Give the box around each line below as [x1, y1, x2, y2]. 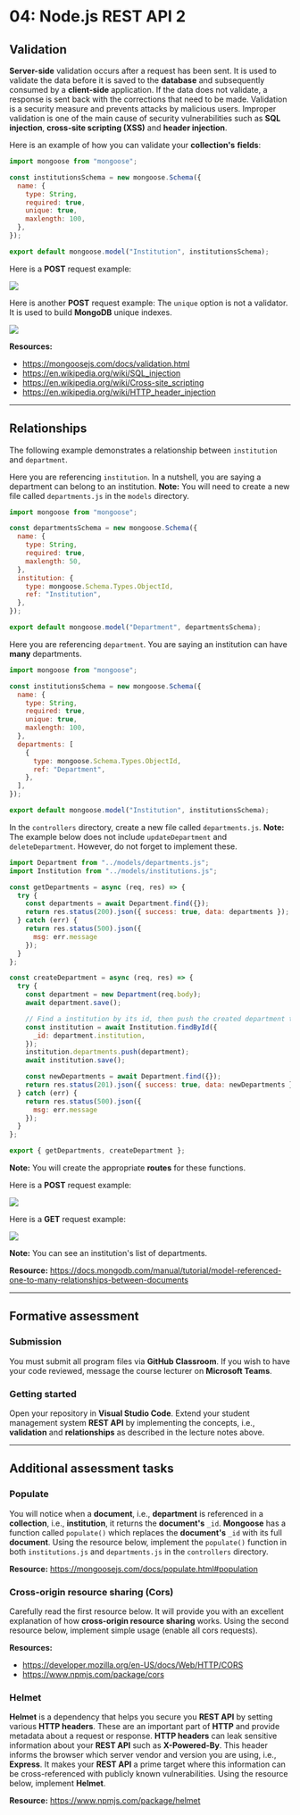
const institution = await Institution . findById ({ [25, 1022, 218, 1032]
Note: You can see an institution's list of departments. [9, 1248, 208, 1259]
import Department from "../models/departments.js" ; [9, 858, 210, 867]
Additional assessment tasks [9, 1461, 174, 1477]
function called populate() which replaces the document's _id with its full [9, 1527, 283, 1537]
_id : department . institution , [32, 1031, 146, 1040]
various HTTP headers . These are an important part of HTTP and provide [9, 1721, 280, 1732]
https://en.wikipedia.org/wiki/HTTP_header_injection [21, 387, 216, 397]
